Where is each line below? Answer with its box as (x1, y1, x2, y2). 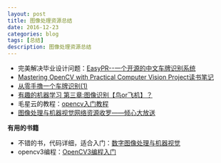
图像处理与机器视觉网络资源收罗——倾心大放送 (17, 108, 155, 117)
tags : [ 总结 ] (7, 37, 44, 44)
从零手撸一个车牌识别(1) (17, 82, 88, 90)
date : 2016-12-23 (7, 23, 59, 31)
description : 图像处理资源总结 (7, 43, 92, 51)
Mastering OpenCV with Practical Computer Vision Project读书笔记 (17, 73, 214, 81)
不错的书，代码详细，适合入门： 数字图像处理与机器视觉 (17, 139, 180, 147)
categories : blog (7, 30, 59, 38)
